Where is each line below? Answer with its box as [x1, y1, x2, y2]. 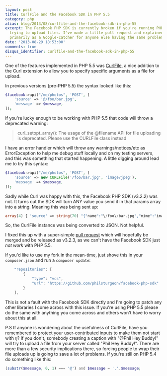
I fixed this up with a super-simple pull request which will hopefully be [5, 232, 148, 238]
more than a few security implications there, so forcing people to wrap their [5, 346, 160, 352]
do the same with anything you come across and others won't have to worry [5, 309, 162, 315]
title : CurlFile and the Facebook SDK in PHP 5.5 [5, 12, 110, 17]
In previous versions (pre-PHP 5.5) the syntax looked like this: [5, 82, 132, 88]
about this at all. [5, 315, 38, 321]
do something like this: [5, 356, 52, 362]
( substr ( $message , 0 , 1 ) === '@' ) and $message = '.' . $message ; [5, 366, 141, 371]
